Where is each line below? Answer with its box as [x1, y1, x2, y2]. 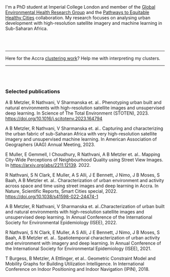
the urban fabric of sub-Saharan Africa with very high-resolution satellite [5, 131, 157, 137]
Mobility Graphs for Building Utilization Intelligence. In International [5, 261, 144, 267]
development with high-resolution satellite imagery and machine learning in [5, 20, 162, 26]
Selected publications [5, 88, 60, 95]
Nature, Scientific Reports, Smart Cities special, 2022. [5, 188, 118, 194]
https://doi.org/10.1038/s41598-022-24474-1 [5, 194, 99, 200]
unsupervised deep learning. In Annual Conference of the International [5, 214, 153, 220]
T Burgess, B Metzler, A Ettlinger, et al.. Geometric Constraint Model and [5, 255, 156, 262]
